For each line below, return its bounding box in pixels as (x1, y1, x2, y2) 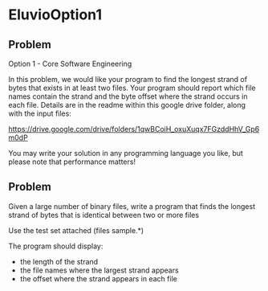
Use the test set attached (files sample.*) (8, 225, 144, 235)
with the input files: (8, 109, 72, 118)
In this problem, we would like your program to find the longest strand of (8, 75, 247, 84)
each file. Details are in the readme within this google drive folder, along (8, 100, 246, 109)
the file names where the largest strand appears (19, 265, 179, 275)
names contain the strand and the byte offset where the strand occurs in (8, 92, 248, 101)
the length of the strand (19, 256, 99, 266)
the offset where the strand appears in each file (19, 273, 178, 283)
